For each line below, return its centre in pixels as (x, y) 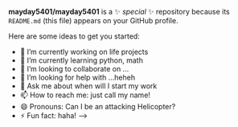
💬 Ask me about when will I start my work (88, 86)
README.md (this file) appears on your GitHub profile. (93, 20)
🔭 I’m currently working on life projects (84, 52)
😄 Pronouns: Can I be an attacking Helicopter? (98, 107)
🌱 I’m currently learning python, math (81, 60)
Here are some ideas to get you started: (74, 36)
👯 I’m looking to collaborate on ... (74, 69)
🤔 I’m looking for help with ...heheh (77, 77)
